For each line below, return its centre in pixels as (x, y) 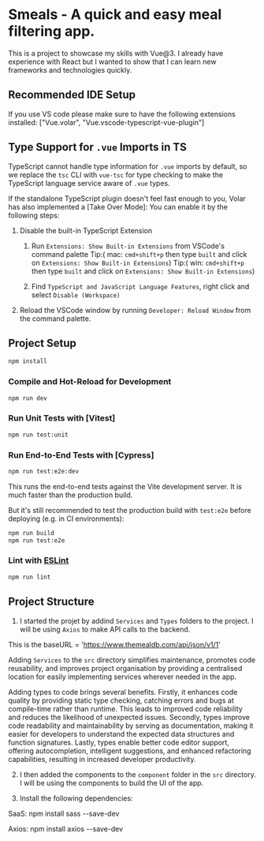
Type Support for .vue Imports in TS (97, 147)
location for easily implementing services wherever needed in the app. (123, 677)
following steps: (34, 215)
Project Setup (43, 343)
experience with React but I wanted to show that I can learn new (112, 62)
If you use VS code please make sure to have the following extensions (122, 114)
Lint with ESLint (39, 560)
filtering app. (52, 31)
